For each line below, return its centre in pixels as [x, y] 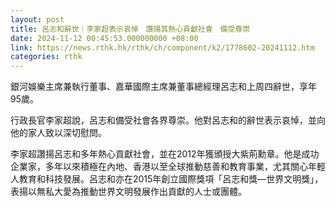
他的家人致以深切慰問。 [58, 133]
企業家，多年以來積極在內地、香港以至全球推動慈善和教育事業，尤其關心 [159, 167]
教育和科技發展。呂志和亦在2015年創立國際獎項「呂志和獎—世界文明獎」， [171, 179]
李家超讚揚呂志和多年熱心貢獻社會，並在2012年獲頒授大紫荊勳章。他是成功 [165, 154]
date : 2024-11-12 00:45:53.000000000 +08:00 [104, 38]
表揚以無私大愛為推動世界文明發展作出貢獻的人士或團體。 [128, 192]
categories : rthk [46, 57]
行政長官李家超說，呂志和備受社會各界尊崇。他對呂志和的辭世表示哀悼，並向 [168, 120]
